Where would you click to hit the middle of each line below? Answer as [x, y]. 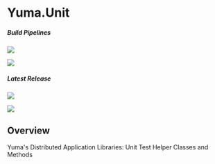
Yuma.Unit [38, 13]
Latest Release [29, 79]
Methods [20, 154]
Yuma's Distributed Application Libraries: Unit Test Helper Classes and [108, 147]
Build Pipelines [29, 32]
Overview [29, 130]
